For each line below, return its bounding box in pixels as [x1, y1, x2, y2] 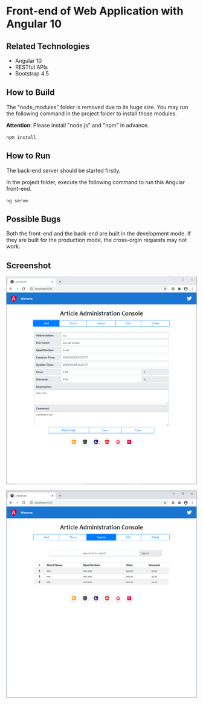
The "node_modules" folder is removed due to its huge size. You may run [6, 103, 188, 110]
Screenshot [6, 260, 51, 270]
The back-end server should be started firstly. [6, 167, 121, 174]
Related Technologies [6, 41, 90, 51]
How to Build [6, 88, 56, 98]
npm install [6, 134, 36, 140]
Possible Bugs [6, 214, 61, 225]
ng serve [6, 197, 28, 203]
